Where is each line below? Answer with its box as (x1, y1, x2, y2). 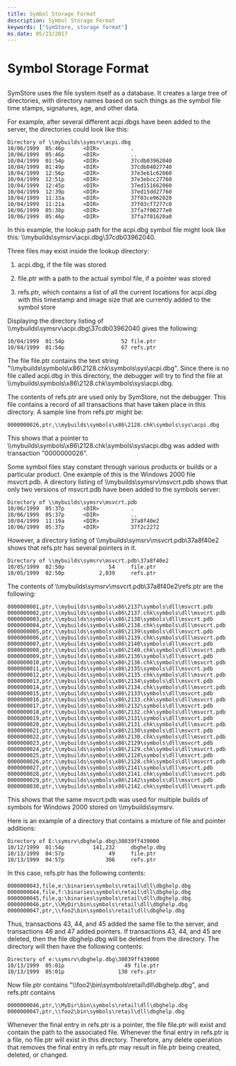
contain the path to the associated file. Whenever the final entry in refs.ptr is (7, 1028, 230, 1036)
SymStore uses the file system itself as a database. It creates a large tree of (7, 88, 228, 97)
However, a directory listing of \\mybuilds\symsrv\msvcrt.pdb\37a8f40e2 (7, 536, 219, 544)
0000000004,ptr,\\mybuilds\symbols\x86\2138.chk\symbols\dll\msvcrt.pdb (7, 621, 226, 629)
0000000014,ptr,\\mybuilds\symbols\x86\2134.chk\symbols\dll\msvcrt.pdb (7, 684, 226, 691)
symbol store (17, 302, 57, 311)
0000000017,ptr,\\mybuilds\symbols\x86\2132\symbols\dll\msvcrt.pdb (7, 702, 213, 709)
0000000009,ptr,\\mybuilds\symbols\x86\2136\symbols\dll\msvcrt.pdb (7, 653, 213, 660)
